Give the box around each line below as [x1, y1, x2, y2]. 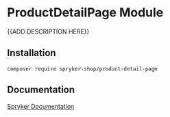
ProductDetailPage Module [7, 5, 164, 21]
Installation [7, 47, 56, 59]
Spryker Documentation [7, 102, 75, 110]
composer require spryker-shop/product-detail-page [7, 65, 158, 73]
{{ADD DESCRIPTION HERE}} [7, 27, 90, 36]
